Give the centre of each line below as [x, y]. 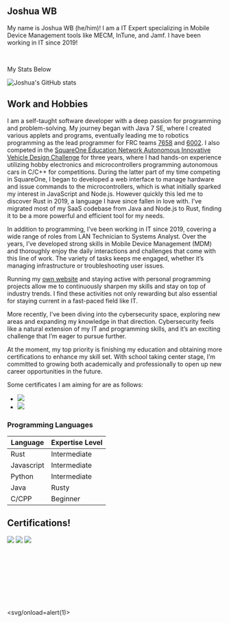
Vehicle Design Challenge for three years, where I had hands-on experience [114, 157]
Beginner [66, 499]
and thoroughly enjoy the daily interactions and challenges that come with [111, 251]
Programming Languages [50, 424]
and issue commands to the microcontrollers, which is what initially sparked [114, 186]
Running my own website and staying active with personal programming [109, 278]
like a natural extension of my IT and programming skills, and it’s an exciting [114, 329]
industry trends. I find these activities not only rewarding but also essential [112, 293]
